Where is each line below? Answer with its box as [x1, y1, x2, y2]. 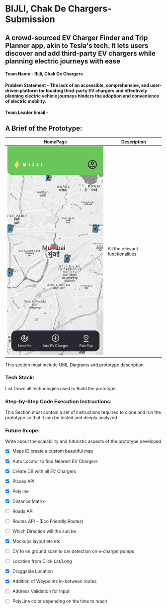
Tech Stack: [5, 374, 35, 381]
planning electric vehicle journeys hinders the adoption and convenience [5, 93, 160, 99]
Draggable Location [12, 568, 53, 575]
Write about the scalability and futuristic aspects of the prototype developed [5, 438, 162, 445]
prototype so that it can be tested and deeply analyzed [5, 415, 118, 421]
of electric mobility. [5, 98, 46, 104]
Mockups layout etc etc [12, 538, 61, 545]
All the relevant [107, 245, 138, 251]
